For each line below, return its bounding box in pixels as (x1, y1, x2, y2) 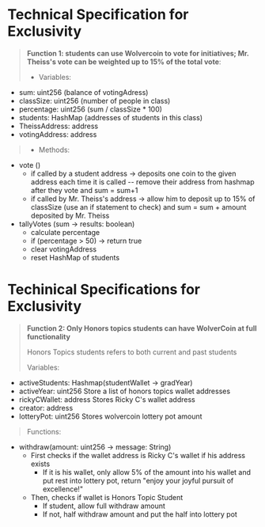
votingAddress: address (18, 129, 97, 139)
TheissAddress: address (18, 121, 99, 131)
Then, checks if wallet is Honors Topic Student (30, 492, 184, 502)
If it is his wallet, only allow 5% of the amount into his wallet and (42, 467, 251, 476)
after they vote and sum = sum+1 (30, 185, 138, 195)
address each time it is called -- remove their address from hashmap (30, 176, 255, 187)
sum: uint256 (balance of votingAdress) (18, 87, 149, 97)
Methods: (38, 145, 70, 154)
